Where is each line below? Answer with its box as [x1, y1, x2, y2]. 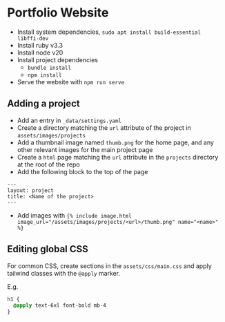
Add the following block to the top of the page [17, 167, 148, 176]
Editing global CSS [7, 243, 88, 255]
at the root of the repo [17, 160, 81, 169]
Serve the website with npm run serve [17, 77, 125, 86]
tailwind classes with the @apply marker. [7, 269, 121, 277]
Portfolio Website [7, 5, 109, 21]
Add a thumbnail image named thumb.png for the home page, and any [17, 138, 214, 146]
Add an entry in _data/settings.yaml [17, 116, 122, 124]
